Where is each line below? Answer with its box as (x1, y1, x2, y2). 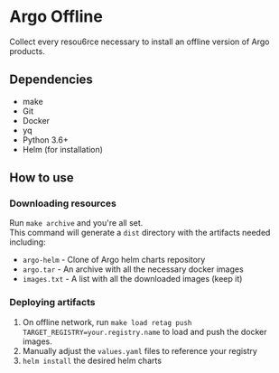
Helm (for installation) (22, 144, 104, 154)
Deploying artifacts (9, 296, 96, 309)
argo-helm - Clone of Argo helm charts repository (22, 255, 206, 266)
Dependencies (9, 72, 93, 88)
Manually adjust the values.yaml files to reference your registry (22, 345, 257, 356)
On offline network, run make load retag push (22, 316, 192, 327)
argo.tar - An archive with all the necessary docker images (22, 264, 244, 275)
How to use (9, 170, 74, 186)
